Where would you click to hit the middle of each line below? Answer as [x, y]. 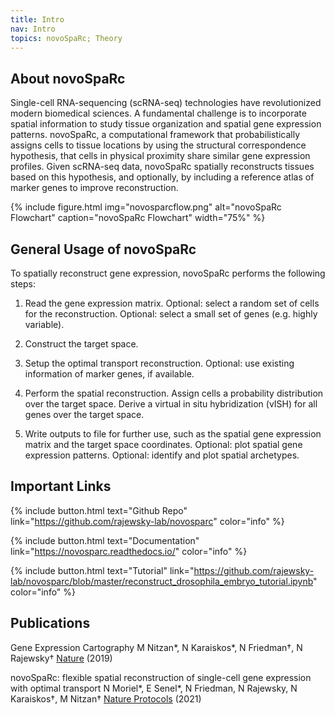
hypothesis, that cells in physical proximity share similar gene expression [160, 156]
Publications [50, 623]
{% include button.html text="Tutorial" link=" [102, 570]
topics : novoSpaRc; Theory [66, 38]
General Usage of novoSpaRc [103, 249]
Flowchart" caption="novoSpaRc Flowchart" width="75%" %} [138, 218]
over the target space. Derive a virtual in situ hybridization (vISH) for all [171, 404]
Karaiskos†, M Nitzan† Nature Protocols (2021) [106, 698]
